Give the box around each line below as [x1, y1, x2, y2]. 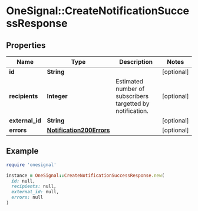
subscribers [115, 92, 149, 100]
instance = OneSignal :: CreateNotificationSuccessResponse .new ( [6, 173, 165, 178]
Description [119, 58, 153, 66]
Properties [6, 40, 46, 50]
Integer [47, 92, 68, 100]
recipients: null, [11, 183, 57, 190]
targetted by [115, 99, 150, 108]
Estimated [115, 77, 143, 85]
